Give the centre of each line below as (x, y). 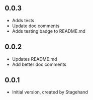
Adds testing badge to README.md (49, 31)
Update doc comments (36, 26)
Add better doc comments (39, 64)
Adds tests (23, 20)
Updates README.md (34, 59)
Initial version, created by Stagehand (50, 92)
